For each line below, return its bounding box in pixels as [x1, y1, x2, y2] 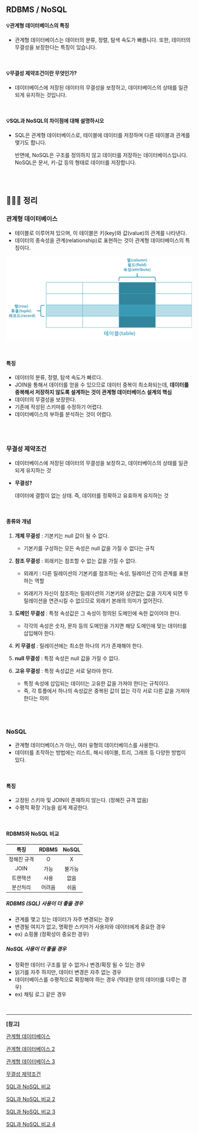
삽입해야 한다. [23, 629, 55, 637]
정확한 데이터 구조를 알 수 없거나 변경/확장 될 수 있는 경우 [14, 961, 146, 968]
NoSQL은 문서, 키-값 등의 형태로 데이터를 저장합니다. [14, 159, 137, 166]
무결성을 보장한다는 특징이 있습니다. [14, 44, 97, 51]
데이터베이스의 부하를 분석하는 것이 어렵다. [14, 411, 113, 418]
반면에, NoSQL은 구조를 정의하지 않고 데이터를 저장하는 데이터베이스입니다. [14, 152, 188, 158]
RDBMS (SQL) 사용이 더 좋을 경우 [6, 900, 84, 907]
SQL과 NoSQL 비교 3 [6, 1108, 56, 1115]
